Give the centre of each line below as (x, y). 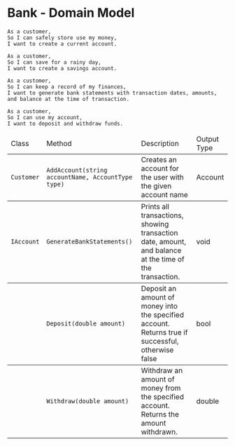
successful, (160, 341)
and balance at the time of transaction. (69, 99)
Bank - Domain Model (71, 13)
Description (160, 143)
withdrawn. (159, 431)
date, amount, (164, 241)
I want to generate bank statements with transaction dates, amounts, (112, 93)
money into (159, 306)
